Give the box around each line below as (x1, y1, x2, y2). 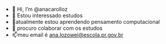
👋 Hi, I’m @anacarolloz (11, 6, 68, 12)
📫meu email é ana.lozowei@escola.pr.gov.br (11, 32, 124, 38)
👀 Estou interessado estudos (11, 12, 83, 19)
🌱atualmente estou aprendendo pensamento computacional (11, 18, 160, 25)
